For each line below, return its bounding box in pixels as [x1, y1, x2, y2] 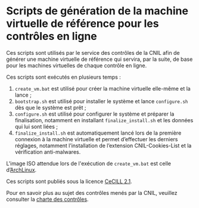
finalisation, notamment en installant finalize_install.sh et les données [14, 116, 194, 123]
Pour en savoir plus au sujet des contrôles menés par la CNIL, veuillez [6, 189, 178, 196]
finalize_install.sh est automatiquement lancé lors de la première [14, 129, 182, 136]
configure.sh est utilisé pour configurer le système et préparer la [14, 110, 175, 117]
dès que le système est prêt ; [14, 104, 86, 111]
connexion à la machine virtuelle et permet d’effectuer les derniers [14, 135, 178, 142]
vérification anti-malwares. [14, 148, 81, 156]
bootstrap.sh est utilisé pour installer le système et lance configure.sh [14, 97, 188, 105]
